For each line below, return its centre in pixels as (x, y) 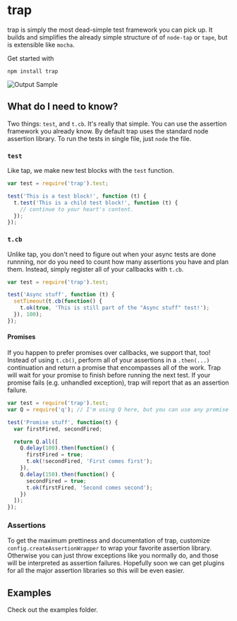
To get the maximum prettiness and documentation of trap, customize (109, 541)
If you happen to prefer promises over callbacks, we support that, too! (109, 353)
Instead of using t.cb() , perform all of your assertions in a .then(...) (109, 360)
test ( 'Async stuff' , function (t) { (61, 295)
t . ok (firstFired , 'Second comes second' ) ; (89, 488)
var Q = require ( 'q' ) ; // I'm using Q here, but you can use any (105, 409)
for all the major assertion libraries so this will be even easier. (96, 571)
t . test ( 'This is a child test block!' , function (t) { (96, 203)
